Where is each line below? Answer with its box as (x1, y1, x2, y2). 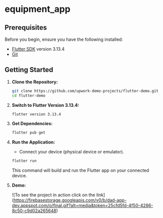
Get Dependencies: (11, 121, 53, 127)
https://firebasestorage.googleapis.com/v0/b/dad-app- (13, 197, 127, 203)
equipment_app (4, 3, 70, 15)
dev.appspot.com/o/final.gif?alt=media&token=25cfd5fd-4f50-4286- (11, 203, 154, 209)
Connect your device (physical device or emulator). (19, 149, 124, 155)
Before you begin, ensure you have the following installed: (4, 36, 123, 42)
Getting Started (4, 66, 54, 74)
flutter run (11, 158, 37, 163)
